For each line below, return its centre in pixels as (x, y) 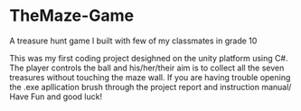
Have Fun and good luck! (56, 97)
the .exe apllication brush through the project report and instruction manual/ (150, 87)
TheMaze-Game (71, 16)
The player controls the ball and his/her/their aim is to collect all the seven (147, 68)
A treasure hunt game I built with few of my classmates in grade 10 (133, 41)
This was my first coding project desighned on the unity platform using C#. (149, 58)
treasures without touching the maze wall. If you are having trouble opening (150, 77)
